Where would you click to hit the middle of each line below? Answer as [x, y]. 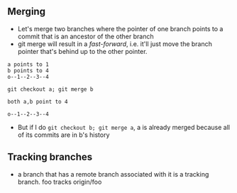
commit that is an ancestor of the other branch [86, 36]
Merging [27, 12]
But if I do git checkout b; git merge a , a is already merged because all [124, 127]
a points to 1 [28, 64]
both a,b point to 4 [38, 101]
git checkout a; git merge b [50, 89]
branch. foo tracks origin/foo [60, 182]
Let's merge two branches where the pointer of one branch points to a [120, 28]
